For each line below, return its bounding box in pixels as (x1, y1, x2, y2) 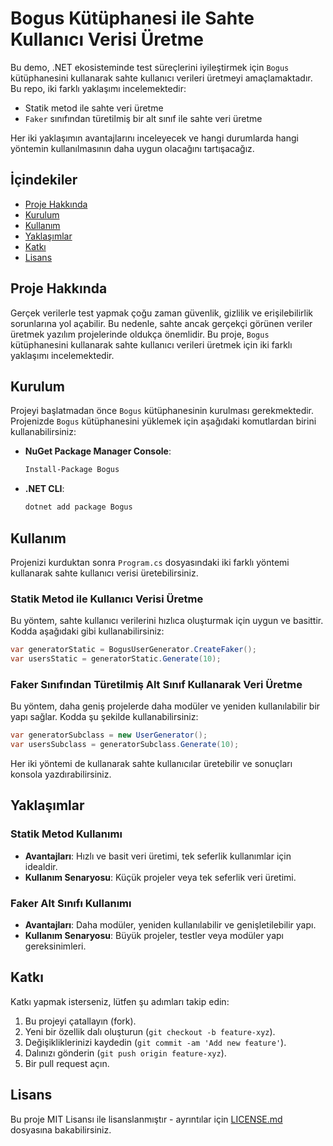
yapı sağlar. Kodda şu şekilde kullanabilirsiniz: (10, 711, 199, 723)
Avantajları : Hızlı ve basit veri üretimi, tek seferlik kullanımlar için (24, 850, 292, 862)
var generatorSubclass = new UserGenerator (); (10, 730, 208, 741)
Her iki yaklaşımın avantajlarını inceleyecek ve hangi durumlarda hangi (10, 132, 299, 144)
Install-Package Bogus (24, 465, 120, 475)
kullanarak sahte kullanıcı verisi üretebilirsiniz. (10, 567, 199, 579)
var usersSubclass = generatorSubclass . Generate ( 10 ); (10, 740, 240, 750)
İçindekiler (10, 172, 78, 189)
